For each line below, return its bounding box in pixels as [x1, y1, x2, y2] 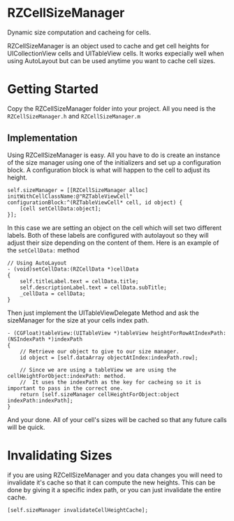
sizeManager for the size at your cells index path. [7, 316, 149, 324]
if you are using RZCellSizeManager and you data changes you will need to [7, 471, 223, 479]
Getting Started [7, 81, 99, 97]
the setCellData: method [7, 245, 80, 254]
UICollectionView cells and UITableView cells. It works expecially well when [7, 49, 225, 57]
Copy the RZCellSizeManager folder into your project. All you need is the [7, 104, 216, 113]
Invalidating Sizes [7, 447, 113, 464]
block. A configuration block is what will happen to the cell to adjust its [7, 165, 211, 174]
